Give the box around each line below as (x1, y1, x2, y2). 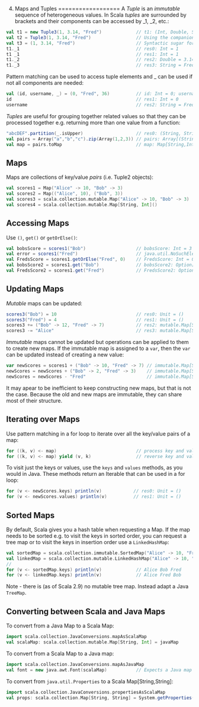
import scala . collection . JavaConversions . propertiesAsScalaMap (6, 689, 166, 695)
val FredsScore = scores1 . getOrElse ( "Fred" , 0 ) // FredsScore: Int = (6, 257, 190, 263)
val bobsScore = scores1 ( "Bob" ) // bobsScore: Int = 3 (6, 245, 192, 251)
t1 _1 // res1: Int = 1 (6, 51, 179, 57)
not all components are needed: (6, 80, 84, 87)
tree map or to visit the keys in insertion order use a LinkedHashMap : (6, 538, 169, 545)
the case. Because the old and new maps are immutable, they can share (6, 390, 182, 397)
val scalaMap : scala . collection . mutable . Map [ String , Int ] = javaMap (6, 639, 179, 645)
